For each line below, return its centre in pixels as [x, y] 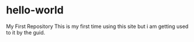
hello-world [35, 10]
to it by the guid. [26, 32]
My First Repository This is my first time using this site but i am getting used [97, 26]
